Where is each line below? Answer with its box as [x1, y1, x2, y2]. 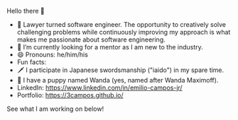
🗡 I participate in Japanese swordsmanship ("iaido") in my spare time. [16, 66, 225, 74]
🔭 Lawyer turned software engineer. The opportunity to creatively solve [16, 20, 227, 28]
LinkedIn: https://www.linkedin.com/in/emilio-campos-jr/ [16, 83, 183, 92]
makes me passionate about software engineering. [16, 35, 166, 44]
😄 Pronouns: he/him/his [16, 50, 88, 59]
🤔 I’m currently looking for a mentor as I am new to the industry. [16, 43, 203, 51]
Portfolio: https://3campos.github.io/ [16, 91, 124, 99]
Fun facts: [16, 58, 47, 66]
